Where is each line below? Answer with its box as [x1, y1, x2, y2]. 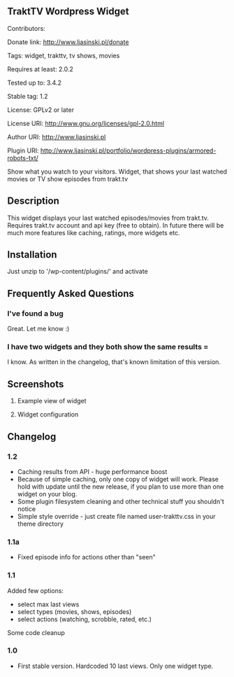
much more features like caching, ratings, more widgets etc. [7, 228, 180, 237]
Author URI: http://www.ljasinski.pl [7, 132, 106, 141]
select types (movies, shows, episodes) [17, 607, 132, 615]
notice [17, 504, 36, 513]
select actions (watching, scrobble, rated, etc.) [17, 615, 152, 623]
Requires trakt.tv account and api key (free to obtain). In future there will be [7, 221, 224, 230]
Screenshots [7, 378, 64, 390]
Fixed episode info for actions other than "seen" [17, 553, 156, 561]
